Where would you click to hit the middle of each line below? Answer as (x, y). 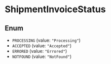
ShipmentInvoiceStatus (55, 9)
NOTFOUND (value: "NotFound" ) (42, 56)
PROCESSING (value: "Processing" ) (46, 40)
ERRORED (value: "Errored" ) (39, 51)
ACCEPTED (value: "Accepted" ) (42, 46)
